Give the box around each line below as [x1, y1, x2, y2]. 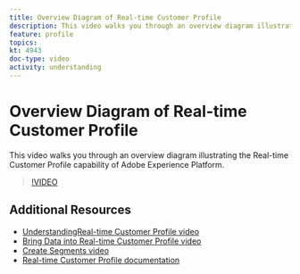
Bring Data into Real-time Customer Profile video [21, 236, 202, 246]
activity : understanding [9, 63, 102, 72]
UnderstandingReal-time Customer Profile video [21, 226, 199, 237]
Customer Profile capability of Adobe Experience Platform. [9, 159, 225, 170]
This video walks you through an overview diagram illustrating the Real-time [9, 149, 288, 161]
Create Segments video [21, 245, 110, 255]
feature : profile [9, 29, 74, 38]
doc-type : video [9, 54, 70, 63]
